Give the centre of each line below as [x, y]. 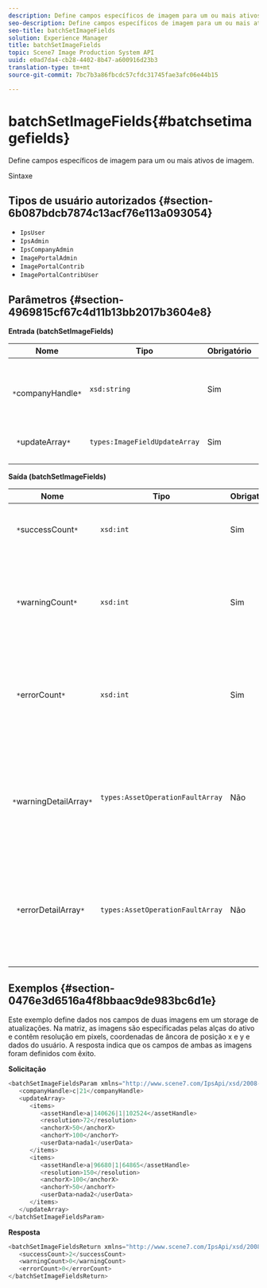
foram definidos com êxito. [52, 1053]
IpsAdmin [34, 241]
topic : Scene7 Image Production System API [81, 53]
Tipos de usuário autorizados [82, 200]
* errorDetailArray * [50, 910]
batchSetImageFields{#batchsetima [130, 121]
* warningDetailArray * [52, 801]
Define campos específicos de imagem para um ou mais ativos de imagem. [131, 160]
